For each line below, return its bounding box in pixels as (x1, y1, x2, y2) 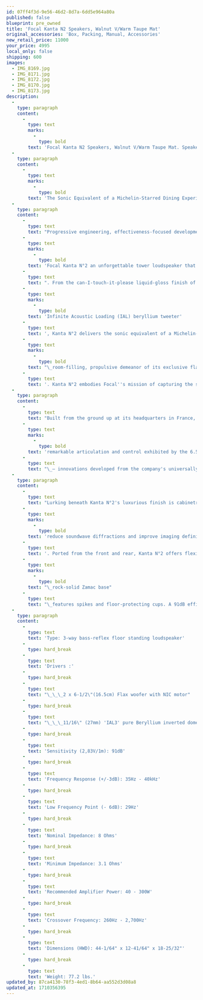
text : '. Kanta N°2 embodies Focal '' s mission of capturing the (28, 381, 193, 387)
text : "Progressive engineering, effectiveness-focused (28, 229, 172, 235)
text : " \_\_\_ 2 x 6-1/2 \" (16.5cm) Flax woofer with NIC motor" (28, 691, 190, 698)
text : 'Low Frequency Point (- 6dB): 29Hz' (28, 805, 139, 811)
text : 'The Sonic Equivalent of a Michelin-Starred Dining (28, 195, 180, 201)
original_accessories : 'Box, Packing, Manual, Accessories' (6, 32, 161, 38)
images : (6, 59, 26, 66)
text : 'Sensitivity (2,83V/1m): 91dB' (28, 748, 126, 754)
